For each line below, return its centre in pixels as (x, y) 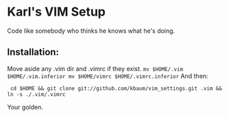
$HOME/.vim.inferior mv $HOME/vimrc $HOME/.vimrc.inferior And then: (108, 76)
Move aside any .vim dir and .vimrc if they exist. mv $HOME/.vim (95, 68)
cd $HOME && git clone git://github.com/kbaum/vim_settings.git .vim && (116, 88)
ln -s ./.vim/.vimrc (37, 94)
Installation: (33, 52)
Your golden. (25, 107)
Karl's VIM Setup (57, 12)
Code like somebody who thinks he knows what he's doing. (91, 31)
